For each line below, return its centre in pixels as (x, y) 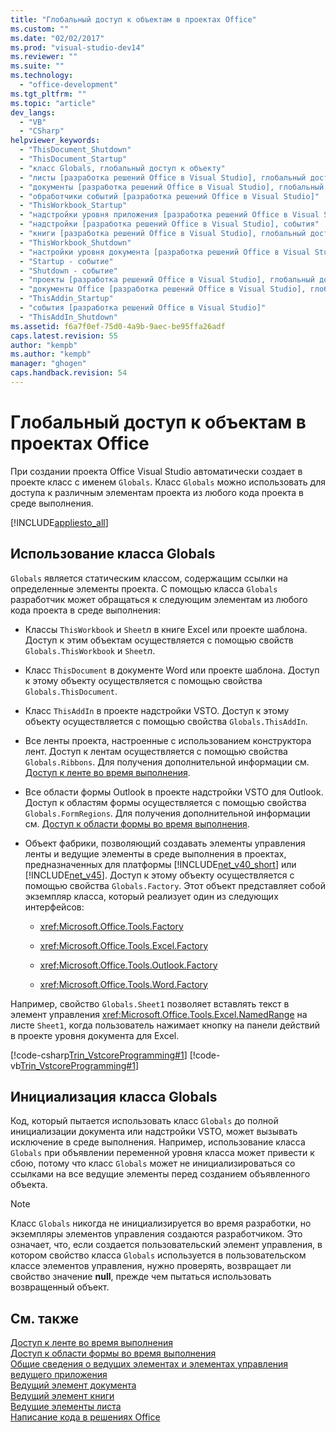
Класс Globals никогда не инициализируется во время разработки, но (161, 1223)
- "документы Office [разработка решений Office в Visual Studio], (163, 289)
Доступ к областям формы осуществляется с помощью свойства (165, 802)
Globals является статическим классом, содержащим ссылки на (149, 578)
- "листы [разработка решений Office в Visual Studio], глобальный (163, 177)
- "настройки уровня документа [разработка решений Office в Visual (165, 252)
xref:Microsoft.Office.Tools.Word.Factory (123, 984)
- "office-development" (68, 85)
